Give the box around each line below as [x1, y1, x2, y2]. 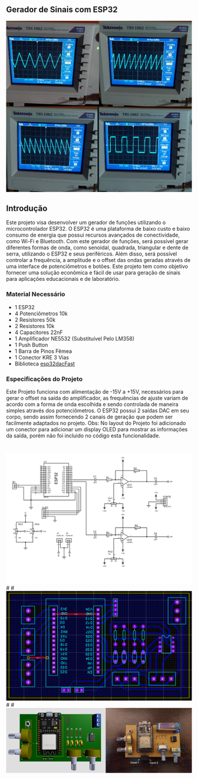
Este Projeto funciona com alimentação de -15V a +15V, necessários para [6, 388, 184, 395]
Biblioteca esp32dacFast [14, 360, 75, 367]
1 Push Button [14, 341, 48, 348]
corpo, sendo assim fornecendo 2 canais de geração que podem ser [6, 413, 173, 420]
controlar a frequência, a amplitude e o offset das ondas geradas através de [6, 257, 191, 264]
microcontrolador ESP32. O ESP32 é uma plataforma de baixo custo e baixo [6, 225, 190, 233]
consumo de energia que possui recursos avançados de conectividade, [6, 231, 180, 238]
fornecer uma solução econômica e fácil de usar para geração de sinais [6, 269, 181, 276]
